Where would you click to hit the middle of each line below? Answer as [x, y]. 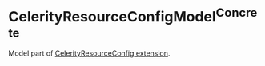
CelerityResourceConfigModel [112, 17]
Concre [237, 13]
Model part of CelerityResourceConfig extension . [89, 53]
